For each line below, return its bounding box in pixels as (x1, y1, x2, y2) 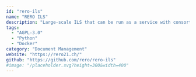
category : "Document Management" (6, 46, 87, 52)
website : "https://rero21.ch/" (6, 52, 82, 57)
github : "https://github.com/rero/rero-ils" (6, 57, 116, 63)
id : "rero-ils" (6, 8, 43, 14)
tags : (6, 24, 19, 31)
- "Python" (11, 35, 38, 41)
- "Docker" (11, 41, 38, 47)
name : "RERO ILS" (6, 14, 48, 20)
